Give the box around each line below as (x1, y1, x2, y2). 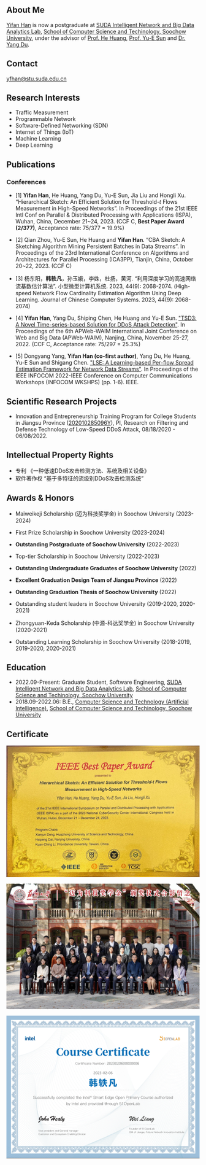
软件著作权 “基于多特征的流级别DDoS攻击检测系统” (15, 474, 144, 482)
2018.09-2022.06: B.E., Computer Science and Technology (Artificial (15, 698, 189, 705)
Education (6, 662, 47, 673)
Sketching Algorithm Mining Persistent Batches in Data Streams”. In (15, 242, 185, 250)
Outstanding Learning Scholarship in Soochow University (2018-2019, (15, 638, 191, 645)
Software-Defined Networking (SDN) (15, 122, 109, 130)
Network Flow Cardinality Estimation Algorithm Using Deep (32, 290, 182, 297)
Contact (6, 58, 38, 69)
